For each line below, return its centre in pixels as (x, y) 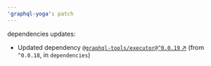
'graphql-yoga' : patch (40, 14)
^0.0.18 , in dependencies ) (54, 55)
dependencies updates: (41, 34)
